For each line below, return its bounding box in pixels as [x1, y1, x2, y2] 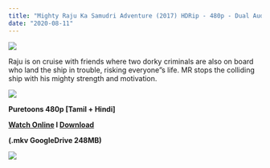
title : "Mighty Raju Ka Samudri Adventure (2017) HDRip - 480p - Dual [8, 11, 250, 20]
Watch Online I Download [8, 120, 95, 129]
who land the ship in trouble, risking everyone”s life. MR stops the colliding [8, 65, 256, 75]
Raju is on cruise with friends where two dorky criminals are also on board [8, 56, 254, 66]
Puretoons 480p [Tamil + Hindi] [8, 104, 116, 113]
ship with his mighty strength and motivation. [8, 73, 157, 83]
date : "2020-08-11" [8, 19, 74, 27]
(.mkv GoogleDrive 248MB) [8, 135, 102, 145]
